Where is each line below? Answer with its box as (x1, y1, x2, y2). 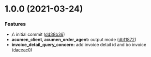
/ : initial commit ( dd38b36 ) (11, 31, 65, 37)
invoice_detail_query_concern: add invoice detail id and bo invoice (11, 42, 147, 48)
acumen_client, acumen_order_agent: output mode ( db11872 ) (11, 37, 136, 43)
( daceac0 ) (11, 47, 32, 53)
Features (4, 21, 26, 28)
